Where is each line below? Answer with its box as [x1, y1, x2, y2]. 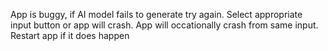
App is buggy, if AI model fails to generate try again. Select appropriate [10, 9, 303, 20]
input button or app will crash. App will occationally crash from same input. [10, 19, 319, 31]
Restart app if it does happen [10, 30, 130, 41]
